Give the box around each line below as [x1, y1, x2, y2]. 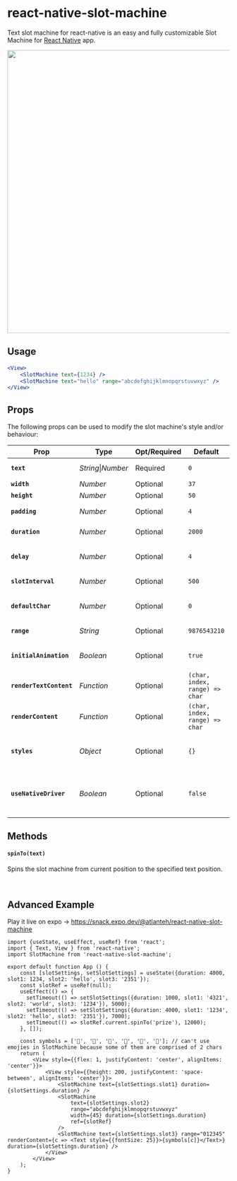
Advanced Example [7, 899, 95, 911]
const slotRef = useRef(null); [20, 982, 112, 989]
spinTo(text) [7, 851, 46, 858]
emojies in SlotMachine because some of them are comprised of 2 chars [7, 1044, 222, 1052]
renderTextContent [11, 681, 73, 690]
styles [11, 747, 33, 755]
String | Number [79, 463, 128, 473]
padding [11, 507, 37, 516]
